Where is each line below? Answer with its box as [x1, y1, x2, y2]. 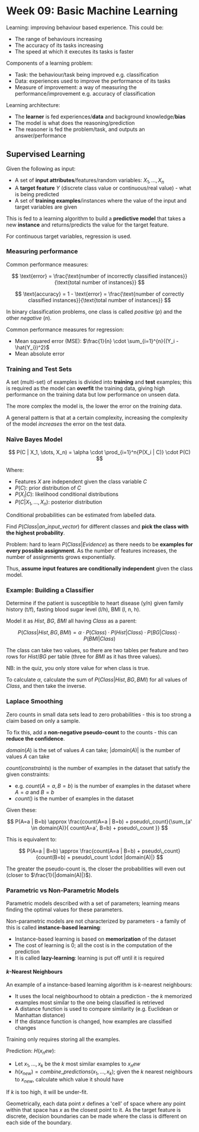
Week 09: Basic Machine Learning [6, 4, 178, 18]
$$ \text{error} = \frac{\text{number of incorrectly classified [11, 272, 158, 279]
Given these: [6, 806, 37, 813]
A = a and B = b [14, 788, 54, 795]
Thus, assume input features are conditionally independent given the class [6, 565, 193, 572]
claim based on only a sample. [6, 717, 81, 724]
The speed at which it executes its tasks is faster [14, 48, 134, 55]
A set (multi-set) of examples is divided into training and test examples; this [6, 379, 192, 386]
